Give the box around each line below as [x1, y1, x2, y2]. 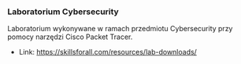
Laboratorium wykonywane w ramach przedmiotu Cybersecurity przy [7, 24, 233, 34]
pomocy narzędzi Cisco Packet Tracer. [7, 32, 133, 41]
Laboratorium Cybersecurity [7, 6, 119, 17]
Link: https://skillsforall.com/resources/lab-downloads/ [18, 48, 198, 57]
